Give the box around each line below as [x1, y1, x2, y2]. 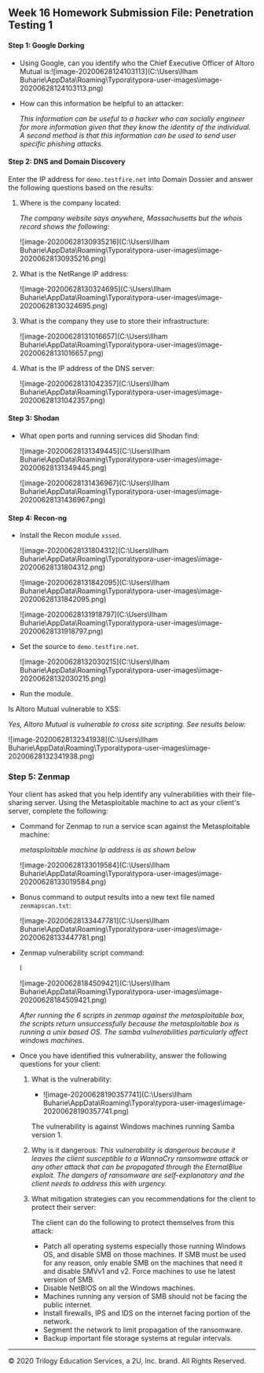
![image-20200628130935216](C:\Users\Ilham [19, 236, 170, 247]
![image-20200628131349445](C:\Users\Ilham [19, 447, 170, 455]
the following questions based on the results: [8, 183, 154, 192]
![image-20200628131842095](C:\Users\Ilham [19, 578, 170, 588]
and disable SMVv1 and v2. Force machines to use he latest [42, 1266, 236, 1275]
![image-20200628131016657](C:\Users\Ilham [19, 331, 168, 341]
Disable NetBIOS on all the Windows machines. [42, 1283, 196, 1293]
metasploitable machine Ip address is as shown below [19, 844, 196, 854]
